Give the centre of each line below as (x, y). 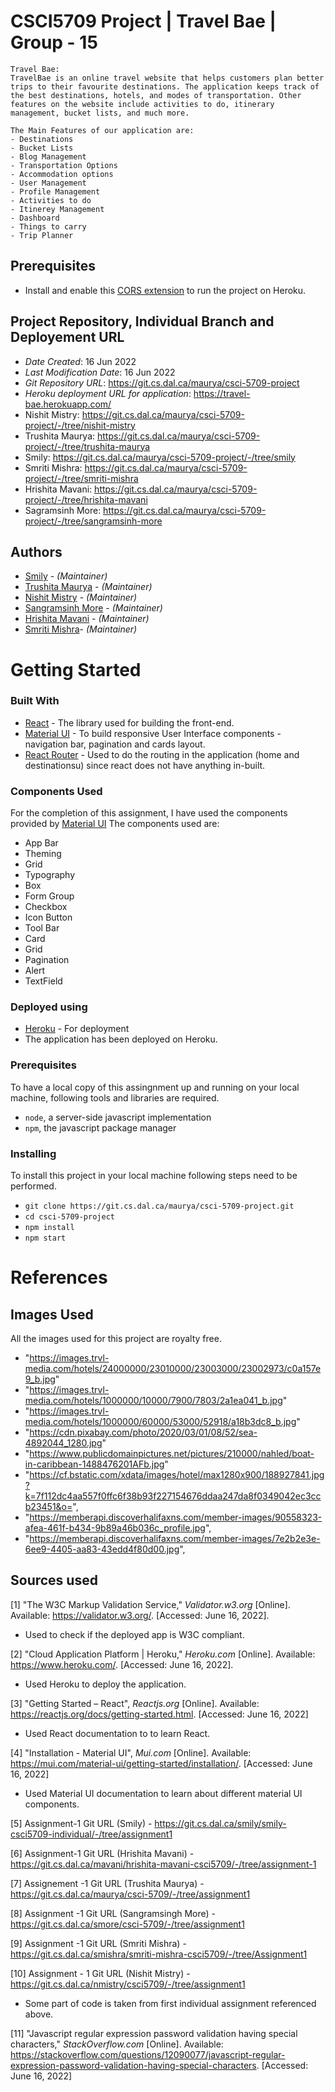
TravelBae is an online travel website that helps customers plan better (167, 78)
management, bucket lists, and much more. (100, 113)
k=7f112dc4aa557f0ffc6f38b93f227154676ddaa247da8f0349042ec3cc (173, 1496)
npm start (45, 1238)
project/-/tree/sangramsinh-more (93, 521)
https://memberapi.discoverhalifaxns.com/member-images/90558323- (176, 1517)
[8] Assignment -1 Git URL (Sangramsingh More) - (113, 1913)
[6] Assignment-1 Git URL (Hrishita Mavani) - (102, 1853)
